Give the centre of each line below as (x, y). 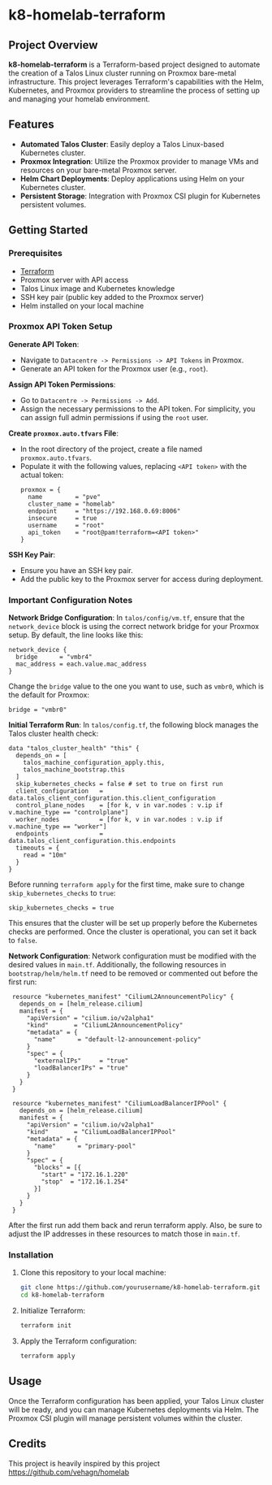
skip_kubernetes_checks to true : (62, 893)
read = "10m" (45, 855)
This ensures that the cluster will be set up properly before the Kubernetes (133, 923)
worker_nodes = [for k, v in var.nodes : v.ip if (119, 820)
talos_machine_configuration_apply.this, (94, 763)
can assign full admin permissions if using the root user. (114, 417)
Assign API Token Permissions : (62, 384)
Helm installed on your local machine (82, 306)
